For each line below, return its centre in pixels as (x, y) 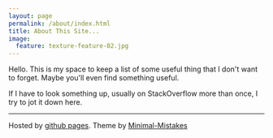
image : (19, 39)
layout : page (30, 16)
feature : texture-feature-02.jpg (72, 46)
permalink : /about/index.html (60, 24)
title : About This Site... (54, 31)
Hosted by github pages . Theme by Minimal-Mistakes (98, 126)
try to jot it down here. (45, 102)
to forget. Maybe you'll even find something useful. (94, 78)
